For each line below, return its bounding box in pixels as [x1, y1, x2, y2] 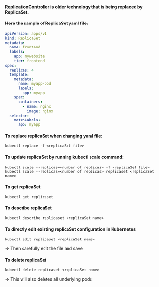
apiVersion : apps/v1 [5, 31, 47, 36]
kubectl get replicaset [5, 194, 54, 199]
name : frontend [9, 45, 41, 50]
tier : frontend [14, 59, 45, 64]
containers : [18, 99, 43, 104]
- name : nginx [23, 104, 51, 109]
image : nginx [26, 108, 54, 114]
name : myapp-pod [18, 81, 51, 86]
